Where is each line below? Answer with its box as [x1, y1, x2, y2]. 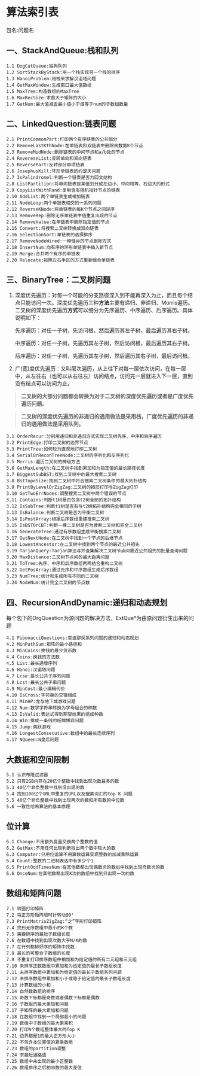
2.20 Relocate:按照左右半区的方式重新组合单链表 [6, 257, 115, 263]
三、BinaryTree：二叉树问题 [6, 275, 111, 285]
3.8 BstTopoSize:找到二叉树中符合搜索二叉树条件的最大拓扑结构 [6, 478, 147, 484]
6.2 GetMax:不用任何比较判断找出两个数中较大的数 [6, 845, 116, 851]
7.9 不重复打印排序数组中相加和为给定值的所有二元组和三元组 [6, 956, 137, 962]
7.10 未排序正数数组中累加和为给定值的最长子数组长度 [6, 963, 122, 969]
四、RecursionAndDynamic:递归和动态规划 [6, 597, 168, 607]
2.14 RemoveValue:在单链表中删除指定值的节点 [6, 219, 110, 225]
